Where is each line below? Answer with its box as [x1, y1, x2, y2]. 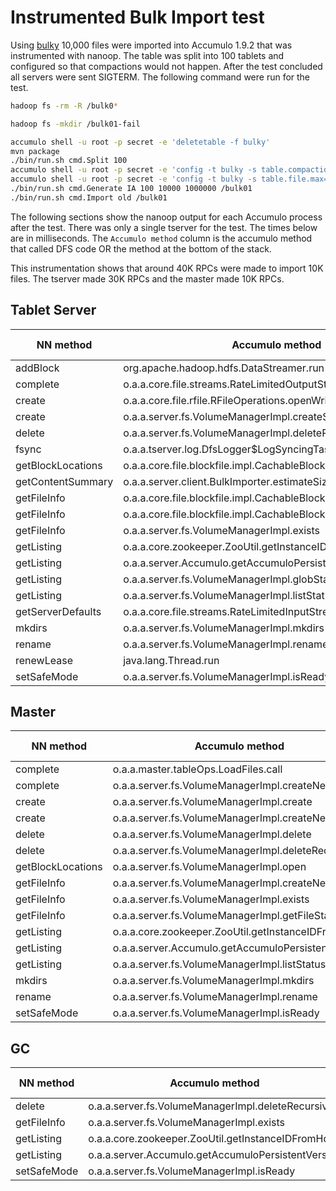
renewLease [15, 653, 73, 667]
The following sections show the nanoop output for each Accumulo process [10, 211, 323, 223]
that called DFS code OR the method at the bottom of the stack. [10, 242, 272, 255]
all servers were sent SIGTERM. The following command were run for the [10, 71, 311, 83]
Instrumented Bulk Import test [10, 6, 265, 29]
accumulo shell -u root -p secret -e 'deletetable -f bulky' [10, 137, 271, 147]
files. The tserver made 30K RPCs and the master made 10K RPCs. [10, 272, 285, 285]
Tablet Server [10, 302, 97, 319]
